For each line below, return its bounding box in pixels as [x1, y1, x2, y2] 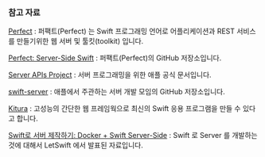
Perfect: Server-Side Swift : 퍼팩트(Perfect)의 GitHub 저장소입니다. [8, 53, 222, 63]
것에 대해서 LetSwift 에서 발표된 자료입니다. [8, 140, 143, 150]
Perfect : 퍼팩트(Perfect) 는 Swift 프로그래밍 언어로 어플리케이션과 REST [8, 26, 236, 36]
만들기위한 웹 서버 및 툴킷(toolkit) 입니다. [16, 36, 144, 46]
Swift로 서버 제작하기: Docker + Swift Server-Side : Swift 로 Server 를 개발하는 [8, 131, 258, 140]
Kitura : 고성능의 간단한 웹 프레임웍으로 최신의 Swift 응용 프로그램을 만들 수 [8, 104, 241, 113]
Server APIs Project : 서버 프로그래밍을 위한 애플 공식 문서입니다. [8, 70, 212, 80]
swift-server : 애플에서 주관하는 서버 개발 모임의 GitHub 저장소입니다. [8, 87, 225, 97]
